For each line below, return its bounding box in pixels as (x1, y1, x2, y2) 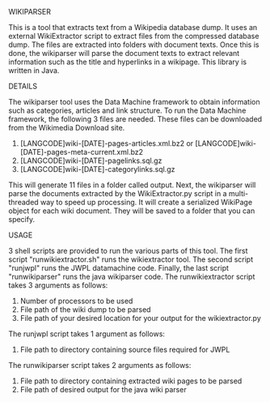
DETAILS (8, 81, 38, 91)
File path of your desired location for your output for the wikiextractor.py (19, 314, 261, 323)
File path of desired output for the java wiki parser (19, 385, 188, 394)
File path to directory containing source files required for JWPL (19, 344, 230, 354)
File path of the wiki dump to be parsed (19, 305, 151, 314)
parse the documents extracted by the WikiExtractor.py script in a (8, 189, 228, 198)
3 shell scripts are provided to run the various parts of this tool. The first (8, 246, 248, 255)
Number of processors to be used (19, 296, 133, 306)
